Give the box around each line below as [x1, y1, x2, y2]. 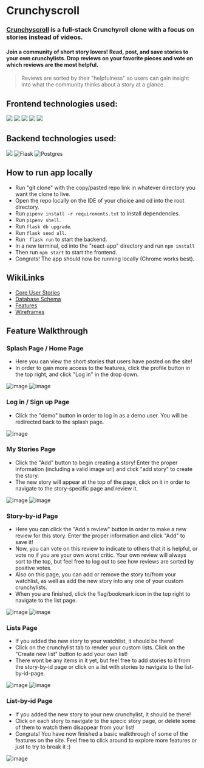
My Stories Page [6, 445, 56, 453]
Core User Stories [15, 288, 60, 296]
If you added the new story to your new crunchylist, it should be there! [15, 710, 191, 718]
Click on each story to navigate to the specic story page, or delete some [15, 717, 196, 724]
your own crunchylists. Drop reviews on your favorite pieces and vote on [6, 54, 193, 61]
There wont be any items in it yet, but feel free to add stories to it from [15, 657, 191, 664]
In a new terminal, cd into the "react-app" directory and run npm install [15, 242, 195, 250]
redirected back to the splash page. [15, 418, 104, 425]
